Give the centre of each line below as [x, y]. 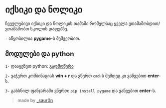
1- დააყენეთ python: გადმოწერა [39, 66]
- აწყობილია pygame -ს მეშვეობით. [43, 38]
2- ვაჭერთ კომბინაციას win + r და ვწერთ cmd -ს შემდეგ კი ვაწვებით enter [82, 76]
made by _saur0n [35, 100]
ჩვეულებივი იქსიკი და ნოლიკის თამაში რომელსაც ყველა [67, 23]
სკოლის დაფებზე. [49, 28]
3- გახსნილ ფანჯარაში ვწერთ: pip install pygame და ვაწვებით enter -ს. [81, 91]
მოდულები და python [40, 54]
